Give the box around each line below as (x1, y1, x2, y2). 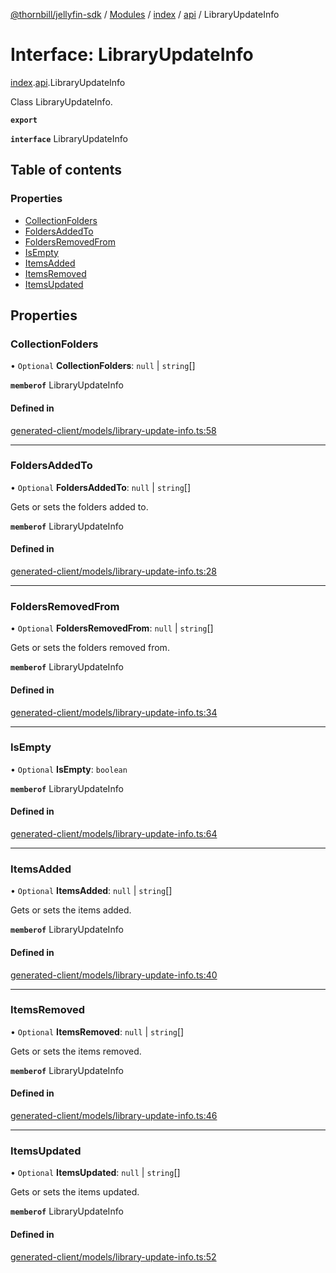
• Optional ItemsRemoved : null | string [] (10, 1025, 185, 1038)
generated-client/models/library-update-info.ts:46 (10, 1110, 218, 1122)
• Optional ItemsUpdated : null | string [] (10, 1167, 181, 1179)
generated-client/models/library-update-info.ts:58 (10, 424, 217, 436)
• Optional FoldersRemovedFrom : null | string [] (10, 622, 214, 634)
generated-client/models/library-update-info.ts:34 (10, 706, 218, 718)
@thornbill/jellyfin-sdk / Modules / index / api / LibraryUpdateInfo (10, 9, 280, 20)
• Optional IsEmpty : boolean (10, 763, 128, 775)
